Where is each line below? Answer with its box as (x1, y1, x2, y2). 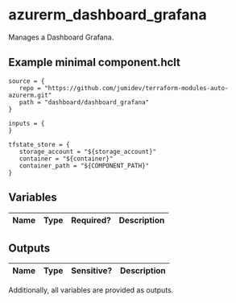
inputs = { (8, 119, 45, 127)
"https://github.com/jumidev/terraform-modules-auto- (43, 84, 229, 92)
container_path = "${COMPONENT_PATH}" (19, 161, 150, 170)
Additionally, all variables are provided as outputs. (8, 285, 174, 295)
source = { (8, 77, 45, 85)
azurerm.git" (8, 91, 52, 99)
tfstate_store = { (8, 140, 70, 148)
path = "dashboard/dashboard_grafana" (19, 98, 150, 106)
